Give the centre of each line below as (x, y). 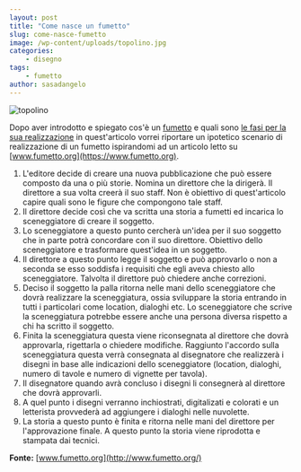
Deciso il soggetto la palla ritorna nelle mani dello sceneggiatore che (149, 287)
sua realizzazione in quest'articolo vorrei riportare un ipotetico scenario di (146, 136)
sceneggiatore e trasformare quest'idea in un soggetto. (124, 249)
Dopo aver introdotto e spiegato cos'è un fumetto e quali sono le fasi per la (148, 127)
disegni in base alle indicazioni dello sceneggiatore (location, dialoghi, (152, 363)
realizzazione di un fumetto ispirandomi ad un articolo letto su (124, 146)
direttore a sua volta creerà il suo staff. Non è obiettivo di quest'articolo (154, 192)
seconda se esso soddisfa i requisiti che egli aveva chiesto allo (138, 268)
